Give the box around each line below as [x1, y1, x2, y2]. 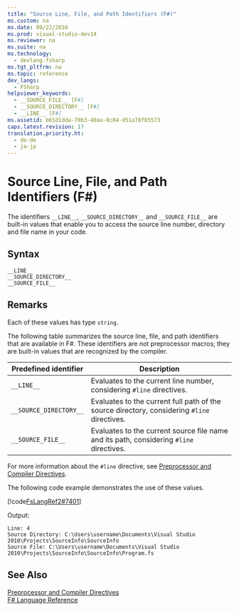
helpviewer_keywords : [7, 90, 72, 97]
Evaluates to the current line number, [90, 376, 215, 386]
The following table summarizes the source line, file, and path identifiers [7, 332, 219, 340]
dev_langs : [7, 76, 40, 84]
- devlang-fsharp [14, 57, 65, 64]
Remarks [7, 299, 48, 311]
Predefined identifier [11, 364, 84, 374]
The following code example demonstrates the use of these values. [7, 483, 205, 492]
